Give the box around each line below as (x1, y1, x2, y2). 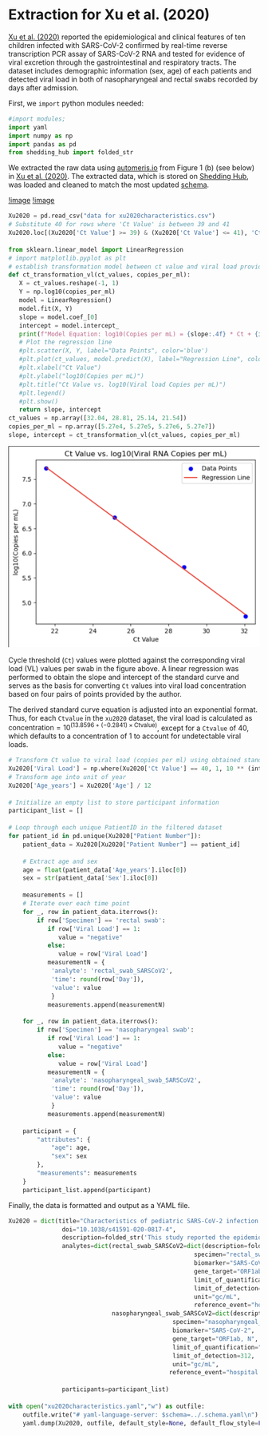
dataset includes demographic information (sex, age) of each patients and (8, 66, 252, 75)
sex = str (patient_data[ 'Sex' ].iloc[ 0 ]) (22, 874, 159, 882)
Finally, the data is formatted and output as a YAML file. (8, 1200, 190, 1210)
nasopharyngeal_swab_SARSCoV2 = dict (111, 1310, 230, 1318)
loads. (8, 740, 29, 749)
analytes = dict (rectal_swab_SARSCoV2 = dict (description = (61, 1242, 248, 1250)
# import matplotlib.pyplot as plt (8, 254, 127, 262)
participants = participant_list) (61, 1385, 170, 1393)
